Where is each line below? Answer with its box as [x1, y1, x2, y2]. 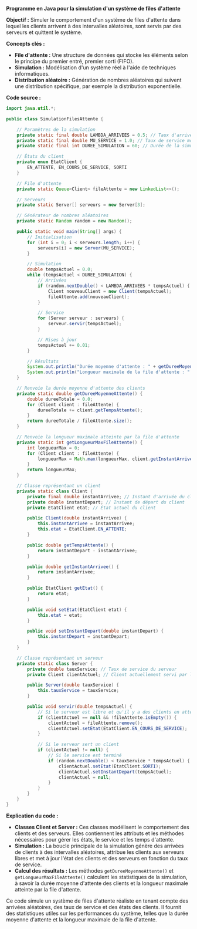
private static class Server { [16, 660, 93, 667]
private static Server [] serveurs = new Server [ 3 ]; [16, 202, 145, 208]
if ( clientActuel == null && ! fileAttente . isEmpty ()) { [37, 714, 177, 721]
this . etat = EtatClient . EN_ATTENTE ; [37, 526, 127, 532]
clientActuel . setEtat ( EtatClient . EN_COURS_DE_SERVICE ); [47, 725, 188, 731]
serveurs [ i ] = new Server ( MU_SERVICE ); [37, 245, 135, 251]
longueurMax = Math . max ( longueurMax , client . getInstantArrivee [37, 456, 195, 462]
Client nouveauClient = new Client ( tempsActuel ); [47, 288, 172, 294]
